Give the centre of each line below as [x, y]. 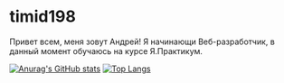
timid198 [43, 17]
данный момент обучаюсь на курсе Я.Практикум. [106, 51]
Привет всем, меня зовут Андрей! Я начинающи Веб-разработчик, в [142, 41]
